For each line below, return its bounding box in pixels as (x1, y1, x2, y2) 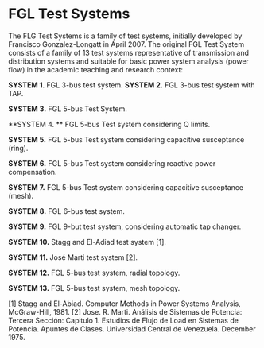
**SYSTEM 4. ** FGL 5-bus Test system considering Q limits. (8, 119, 211, 129)
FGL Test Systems (8, 5, 130, 23)
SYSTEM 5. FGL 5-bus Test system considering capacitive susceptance (8, 134, 245, 144)
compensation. (8, 167, 57, 176)
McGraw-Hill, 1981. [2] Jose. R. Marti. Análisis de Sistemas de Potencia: (8, 307, 243, 316)
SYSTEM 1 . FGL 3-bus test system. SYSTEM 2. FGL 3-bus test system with (8, 80, 256, 90)
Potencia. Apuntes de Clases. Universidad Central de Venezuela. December (8, 323, 256, 334)
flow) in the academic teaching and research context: (8, 64, 184, 74)
